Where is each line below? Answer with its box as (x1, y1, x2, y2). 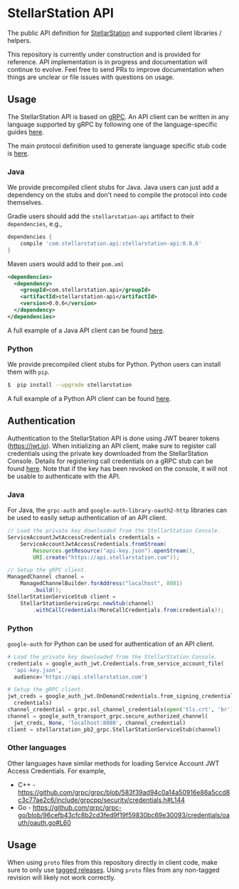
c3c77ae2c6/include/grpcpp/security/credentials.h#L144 (17, 796, 185, 804)
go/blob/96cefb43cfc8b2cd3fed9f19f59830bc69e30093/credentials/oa (17, 811, 230, 819)
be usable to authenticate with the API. (7, 472, 121, 480)
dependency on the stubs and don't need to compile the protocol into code (7, 190, 228, 199)
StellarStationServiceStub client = (7, 593, 116, 600)
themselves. (7, 198, 43, 207)
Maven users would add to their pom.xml (7, 259, 124, 268)
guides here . (7, 127, 45, 136)
